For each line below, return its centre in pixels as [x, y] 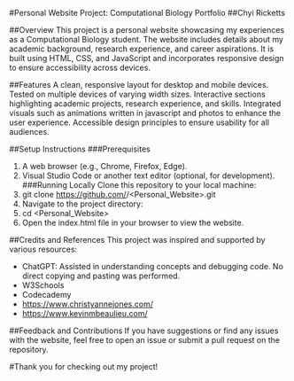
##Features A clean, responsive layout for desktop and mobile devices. [139, 85]
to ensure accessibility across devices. [80, 67]
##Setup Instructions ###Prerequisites [80, 149]
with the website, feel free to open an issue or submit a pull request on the [145, 340]
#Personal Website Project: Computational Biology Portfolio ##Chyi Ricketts [147, 13]
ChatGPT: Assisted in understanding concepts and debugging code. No [152, 266]
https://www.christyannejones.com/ [87, 304]
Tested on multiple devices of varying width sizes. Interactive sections [137, 94]
